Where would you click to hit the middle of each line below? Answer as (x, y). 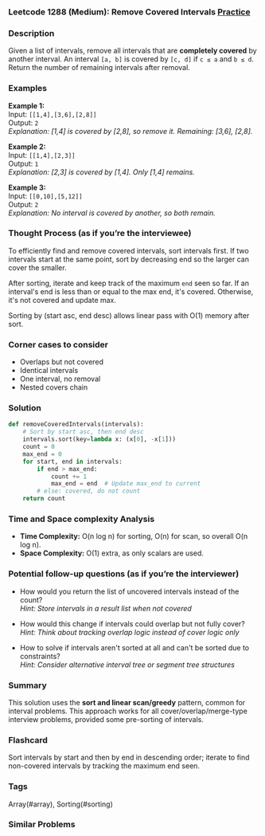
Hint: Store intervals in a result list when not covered (106, 608)
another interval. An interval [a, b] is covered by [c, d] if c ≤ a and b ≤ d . (131, 59)
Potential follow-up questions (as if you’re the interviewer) (124, 574)
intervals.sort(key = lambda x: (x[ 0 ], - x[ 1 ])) (99, 440)
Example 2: (27, 147)
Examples (28, 88)
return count (44, 499)
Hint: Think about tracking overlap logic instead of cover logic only (130, 632)
